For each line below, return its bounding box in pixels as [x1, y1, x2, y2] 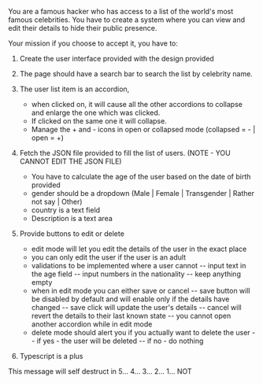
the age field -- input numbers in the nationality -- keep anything [31, 269, 242, 279]
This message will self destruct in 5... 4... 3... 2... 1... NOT [8, 367, 192, 376]
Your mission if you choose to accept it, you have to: [8, 39, 179, 48]
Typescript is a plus [19, 352, 83, 360]
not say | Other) [31, 197, 83, 206]
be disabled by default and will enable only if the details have [31, 294, 230, 304]
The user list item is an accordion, [19, 84, 130, 94]
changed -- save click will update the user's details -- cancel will [31, 303, 242, 312]
